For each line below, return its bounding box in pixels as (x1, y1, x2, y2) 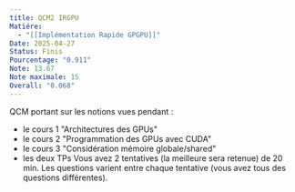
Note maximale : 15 (9, 73, 79, 82)
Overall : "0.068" (9, 81, 76, 90)
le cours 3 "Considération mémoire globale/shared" (22, 143, 217, 154)
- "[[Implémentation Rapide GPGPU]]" (17, 30, 161, 39)
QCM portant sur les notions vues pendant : (9, 106, 174, 116)
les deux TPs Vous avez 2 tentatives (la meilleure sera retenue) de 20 (22, 152, 283, 164)
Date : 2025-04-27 (9, 38, 76, 48)
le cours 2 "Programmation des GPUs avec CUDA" (22, 133, 212, 144)
